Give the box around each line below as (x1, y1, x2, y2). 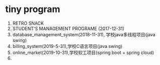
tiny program (5, 4, 60, 15)
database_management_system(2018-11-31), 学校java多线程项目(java (12, 31, 155, 37)
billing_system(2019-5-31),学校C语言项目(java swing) (12, 43, 123, 49)
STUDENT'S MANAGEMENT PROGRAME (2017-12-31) (12, 25, 125, 31)
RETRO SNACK (12, 20, 44, 26)
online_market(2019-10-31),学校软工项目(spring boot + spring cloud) (12, 49, 154, 55)
